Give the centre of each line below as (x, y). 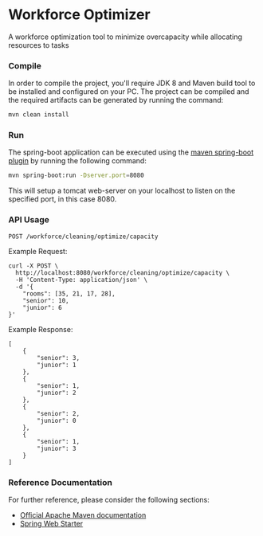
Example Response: (41, 329)
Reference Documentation (61, 482)
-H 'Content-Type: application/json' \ (82, 280)
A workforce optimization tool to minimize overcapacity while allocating (126, 37)
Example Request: (38, 251)
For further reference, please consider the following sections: (109, 499)
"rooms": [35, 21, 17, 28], (69, 293)
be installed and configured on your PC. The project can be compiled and (129, 92)
